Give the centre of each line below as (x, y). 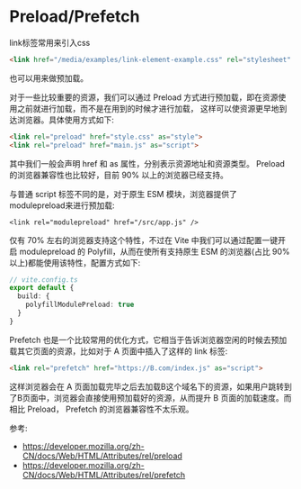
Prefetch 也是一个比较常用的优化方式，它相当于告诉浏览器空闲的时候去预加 (148, 340)
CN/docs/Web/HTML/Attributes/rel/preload (102, 456)
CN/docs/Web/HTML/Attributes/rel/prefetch (104, 475)
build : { (34, 296)
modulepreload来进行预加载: (62, 205)
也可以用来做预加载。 (49, 77)
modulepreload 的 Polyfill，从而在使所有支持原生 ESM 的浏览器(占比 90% (155, 251)
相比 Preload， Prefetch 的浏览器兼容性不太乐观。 (102, 409)
